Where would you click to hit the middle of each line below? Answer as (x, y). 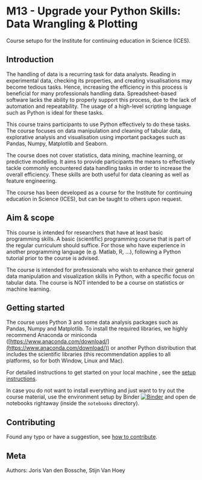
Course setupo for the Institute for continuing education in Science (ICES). (99, 40)
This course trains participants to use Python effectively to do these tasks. (99, 124)
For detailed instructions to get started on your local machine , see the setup (101, 373)
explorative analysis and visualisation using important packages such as (96, 137)
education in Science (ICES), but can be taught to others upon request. (94, 199)
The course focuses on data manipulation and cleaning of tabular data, (94, 130)
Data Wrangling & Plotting (72, 24)
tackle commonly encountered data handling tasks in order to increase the (99, 168)
